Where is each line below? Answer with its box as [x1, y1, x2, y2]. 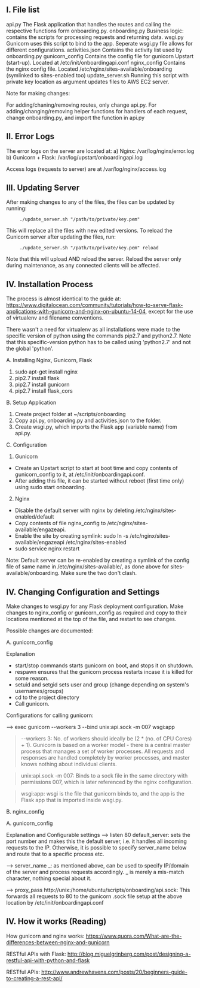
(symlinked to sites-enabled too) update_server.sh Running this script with [6, 71, 189, 79]
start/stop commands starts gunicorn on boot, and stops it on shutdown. [14, 662, 193, 669]
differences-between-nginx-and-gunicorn [6, 938, 110, 946]
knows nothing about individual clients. [20, 761, 118, 768]
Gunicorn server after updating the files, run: [6, 233, 116, 240]
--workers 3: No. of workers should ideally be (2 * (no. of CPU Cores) [20, 735, 192, 742]
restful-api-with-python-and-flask [6, 956, 90, 964]
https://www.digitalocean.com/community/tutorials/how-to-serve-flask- [6, 302, 183, 309]
